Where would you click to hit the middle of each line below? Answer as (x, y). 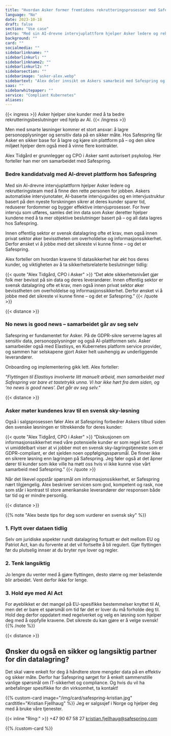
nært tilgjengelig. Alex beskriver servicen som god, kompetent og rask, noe (84, 485)
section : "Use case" (27, 29)
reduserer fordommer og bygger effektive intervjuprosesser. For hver (78, 207)
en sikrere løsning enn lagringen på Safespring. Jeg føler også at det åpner (84, 459)
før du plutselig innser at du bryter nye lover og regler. (62, 550)
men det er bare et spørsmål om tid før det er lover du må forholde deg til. (83, 610)
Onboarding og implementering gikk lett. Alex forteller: (62, 367)
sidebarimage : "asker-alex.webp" (41, 76)
